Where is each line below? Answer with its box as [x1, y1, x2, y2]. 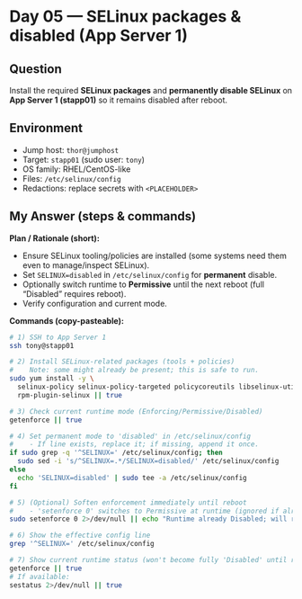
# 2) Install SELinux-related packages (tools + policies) [9, 357, 235, 366]
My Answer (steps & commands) [9, 209, 196, 224]
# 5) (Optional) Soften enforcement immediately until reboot [9, 497, 247, 507]
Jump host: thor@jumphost [22, 144, 120, 155]
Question [9, 61, 62, 76]
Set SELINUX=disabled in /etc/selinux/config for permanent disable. [22, 269, 277, 280]
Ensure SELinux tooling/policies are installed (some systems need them [22, 250, 288, 261]
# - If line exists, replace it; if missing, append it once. [9, 440, 259, 449]
